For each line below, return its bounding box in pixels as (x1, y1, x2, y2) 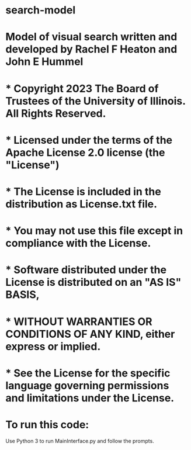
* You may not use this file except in (5, 224, 183, 237)
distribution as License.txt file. (5, 197, 158, 210)
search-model (5, 4, 76, 17)
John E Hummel (5, 55, 84, 68)
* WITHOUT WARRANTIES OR (5, 315, 152, 328)
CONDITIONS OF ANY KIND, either (5, 327, 175, 341)
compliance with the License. (5, 237, 151, 250)
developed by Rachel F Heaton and (5, 43, 178, 56)
